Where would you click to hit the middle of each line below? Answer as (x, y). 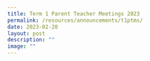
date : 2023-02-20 (33, 27)
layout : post (26, 33)
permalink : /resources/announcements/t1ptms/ (75, 20)
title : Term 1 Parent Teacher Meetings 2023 (74, 14)
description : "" (31, 40)
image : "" (22, 46)
